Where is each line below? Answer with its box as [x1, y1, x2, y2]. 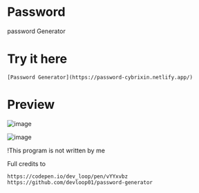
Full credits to [7, 159, 46, 167]
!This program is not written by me [7, 146, 106, 154]
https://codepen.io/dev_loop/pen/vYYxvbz [7, 173, 129, 180]
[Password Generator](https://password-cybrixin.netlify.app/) [7, 74, 193, 81]
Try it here [7, 51, 68, 67]
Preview [7, 97, 55, 112]
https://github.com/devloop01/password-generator [7, 179, 153, 186]
